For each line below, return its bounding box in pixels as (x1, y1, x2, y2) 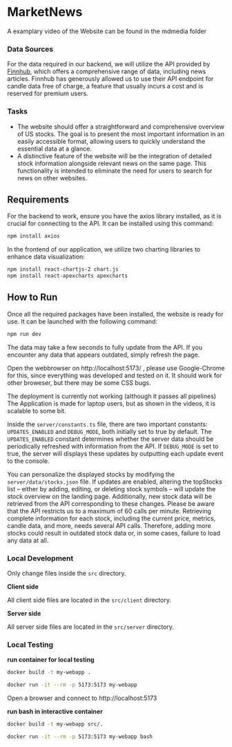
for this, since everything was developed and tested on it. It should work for (7, 371, 222, 379)
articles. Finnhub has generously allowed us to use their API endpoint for (7, 75, 214, 83)
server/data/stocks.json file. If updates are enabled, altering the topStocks (7, 477, 222, 486)
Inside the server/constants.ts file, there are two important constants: (7, 419, 209, 428)
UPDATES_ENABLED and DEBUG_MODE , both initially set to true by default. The (7, 427, 212, 435)
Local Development (7, 554, 74, 563)
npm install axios (7, 233, 60, 240)
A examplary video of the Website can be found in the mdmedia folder (7, 27, 207, 35)
